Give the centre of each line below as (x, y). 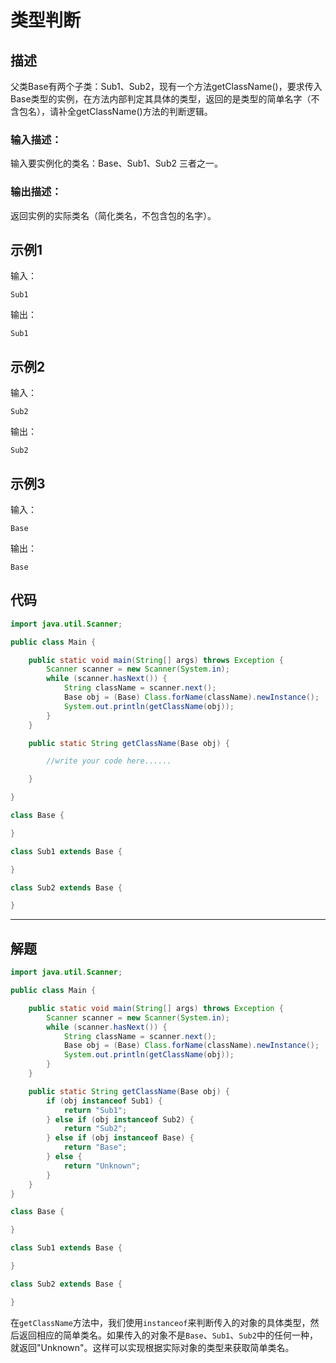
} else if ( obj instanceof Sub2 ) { (120, 1119)
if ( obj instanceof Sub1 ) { (104, 1101)
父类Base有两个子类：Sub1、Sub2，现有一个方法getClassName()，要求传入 (166, 86)
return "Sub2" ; (95, 1129)
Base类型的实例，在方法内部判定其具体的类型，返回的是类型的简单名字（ (161, 99)
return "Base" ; (95, 1147)
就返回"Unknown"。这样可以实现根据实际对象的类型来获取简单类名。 (152, 1347)
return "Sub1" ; (95, 1110)
